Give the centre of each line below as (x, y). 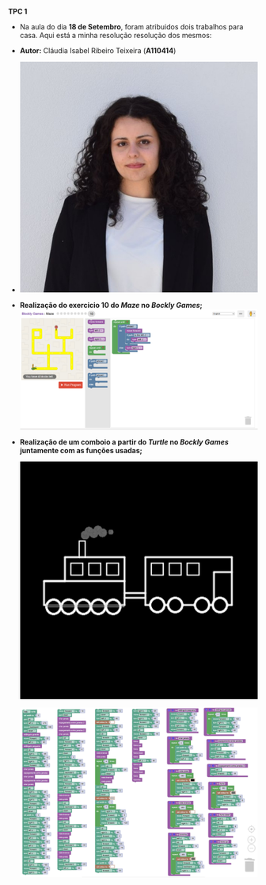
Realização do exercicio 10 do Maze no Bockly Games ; (111, 305)
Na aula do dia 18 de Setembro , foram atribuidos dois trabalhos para (131, 27)
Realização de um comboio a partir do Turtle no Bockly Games (124, 442)
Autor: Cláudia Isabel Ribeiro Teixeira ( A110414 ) (98, 50)
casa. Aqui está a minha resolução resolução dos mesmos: (116, 35)
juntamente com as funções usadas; (81, 451)
